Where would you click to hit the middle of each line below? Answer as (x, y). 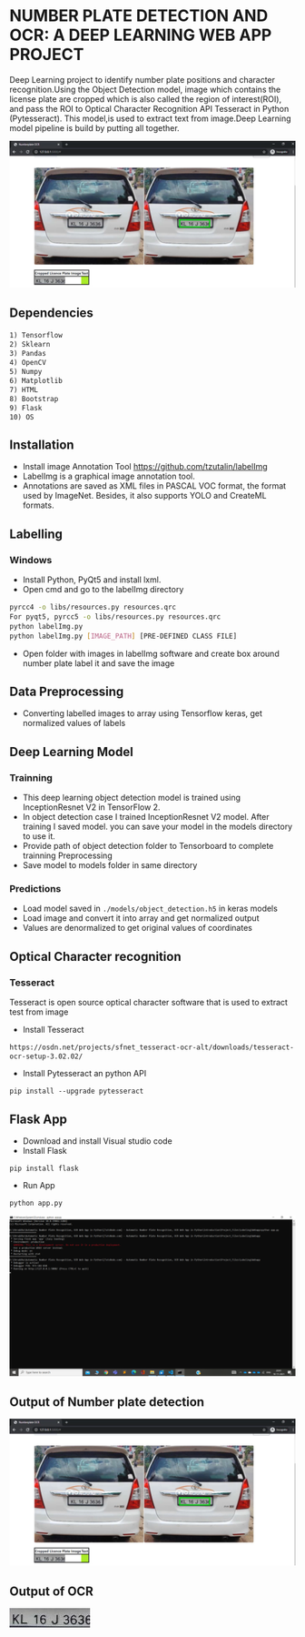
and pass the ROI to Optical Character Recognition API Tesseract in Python (149, 108)
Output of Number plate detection (107, 1402)
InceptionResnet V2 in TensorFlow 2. (91, 807)
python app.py (36, 1203)
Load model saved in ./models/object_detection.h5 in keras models (150, 909)
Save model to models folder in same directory (110, 865)
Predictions (35, 889)
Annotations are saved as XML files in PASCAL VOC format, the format (154, 486)
